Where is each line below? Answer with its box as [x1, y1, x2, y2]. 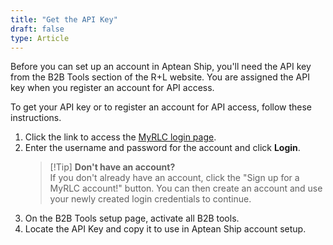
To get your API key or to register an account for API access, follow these [10, 101, 313, 113]
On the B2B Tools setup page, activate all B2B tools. [24, 212, 240, 225]
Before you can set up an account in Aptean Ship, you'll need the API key [10, 61, 312, 73]
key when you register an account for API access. [10, 82, 215, 94]
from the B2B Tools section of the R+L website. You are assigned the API [10, 71, 310, 83]
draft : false [10, 24, 65, 34]
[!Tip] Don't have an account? [49, 161, 176, 173]
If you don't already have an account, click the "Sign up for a [49, 172, 300, 184]
